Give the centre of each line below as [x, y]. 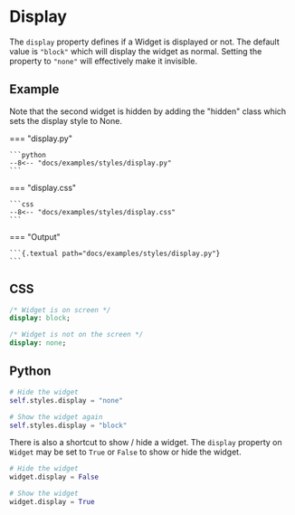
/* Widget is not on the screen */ [76, 335]
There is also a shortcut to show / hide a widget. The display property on [146, 443]
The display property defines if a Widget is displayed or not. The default [144, 42]
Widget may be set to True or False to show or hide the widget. [125, 452]
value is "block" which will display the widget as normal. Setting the [136, 51]
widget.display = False [54, 477]
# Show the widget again [56, 417]
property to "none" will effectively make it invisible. [104, 61]
